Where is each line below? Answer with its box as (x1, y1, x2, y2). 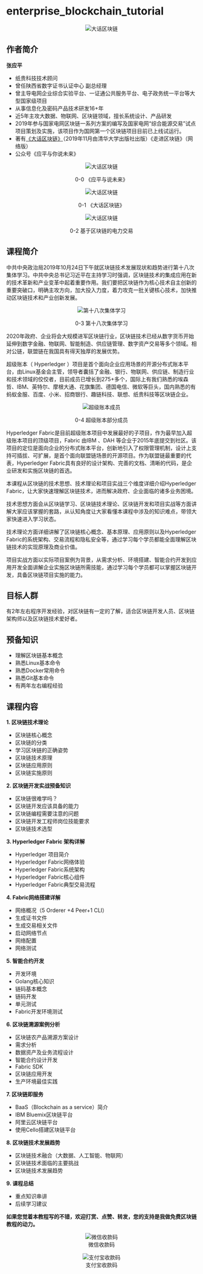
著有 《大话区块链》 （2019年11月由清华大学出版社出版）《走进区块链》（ (14, 135, 188, 142)
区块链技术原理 (14, 754, 53, 761)
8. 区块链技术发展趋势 (6, 1139, 60, 1146)
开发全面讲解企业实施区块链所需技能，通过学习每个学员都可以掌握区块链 (11, 563, 192, 571)
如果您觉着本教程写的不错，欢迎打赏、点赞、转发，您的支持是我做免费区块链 (6, 1213, 197, 1220)
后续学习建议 (14, 1200, 47, 1207)
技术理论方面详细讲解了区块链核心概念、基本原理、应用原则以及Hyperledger (6, 528, 196, 535)
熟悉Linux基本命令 (14, 659, 61, 667)
